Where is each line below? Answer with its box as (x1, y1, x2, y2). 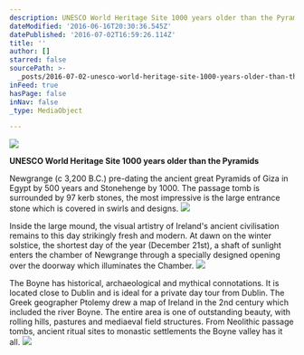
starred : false (9, 55, 67, 64)
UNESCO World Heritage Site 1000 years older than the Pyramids (9, 156, 260, 167)
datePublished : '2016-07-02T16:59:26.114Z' (9, 30, 176, 39)
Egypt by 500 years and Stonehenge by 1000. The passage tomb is (9, 183, 261, 194)
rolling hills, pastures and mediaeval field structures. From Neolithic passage (9, 316, 294, 327)
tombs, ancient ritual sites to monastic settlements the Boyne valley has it (9, 326, 283, 337)
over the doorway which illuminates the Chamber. (9, 260, 195, 272)
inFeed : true (9, 81, 59, 90)
